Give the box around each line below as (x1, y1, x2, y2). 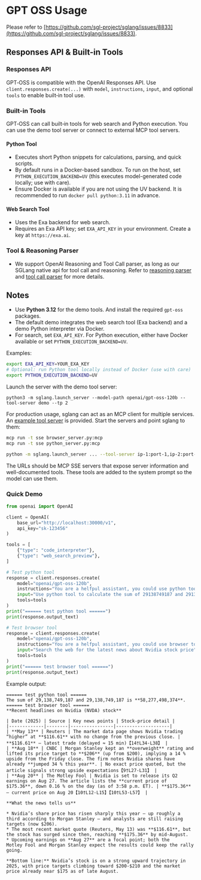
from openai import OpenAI (6, 503, 74, 510)
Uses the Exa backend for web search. (14, 219, 111, 226)
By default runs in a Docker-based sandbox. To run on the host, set (14, 166, 181, 174)
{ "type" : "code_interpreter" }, (17, 547, 95, 553)
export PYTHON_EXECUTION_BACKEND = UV (6, 372, 98, 378)
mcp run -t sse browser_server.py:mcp (6, 435, 103, 441)
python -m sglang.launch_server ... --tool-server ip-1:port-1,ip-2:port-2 (6, 451, 199, 457)
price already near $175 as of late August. (6, 868, 119, 874)
